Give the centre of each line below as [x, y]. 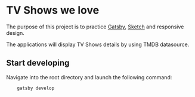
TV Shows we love [53, 10]
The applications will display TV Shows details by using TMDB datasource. [98, 44]
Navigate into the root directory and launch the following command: [89, 77]
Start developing [38, 63]
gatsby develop [36, 88]
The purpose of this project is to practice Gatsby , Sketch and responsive [95, 27]
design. [16, 33]
